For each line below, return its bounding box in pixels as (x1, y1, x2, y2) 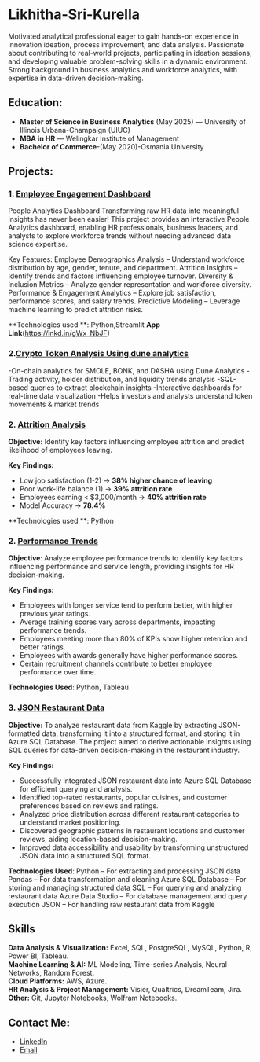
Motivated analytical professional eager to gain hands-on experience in (8, 31, 240, 41)
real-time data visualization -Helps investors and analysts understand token (8, 391, 253, 400)
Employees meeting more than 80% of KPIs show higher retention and (19, 634, 247, 644)
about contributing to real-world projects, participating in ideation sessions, (8, 48, 253, 57)
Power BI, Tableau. (8, 951, 69, 961)
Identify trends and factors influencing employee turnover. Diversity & (8, 271, 233, 281)
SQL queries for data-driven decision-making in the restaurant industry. (8, 745, 240, 755)
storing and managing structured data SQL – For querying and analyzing (8, 883, 242, 892)
